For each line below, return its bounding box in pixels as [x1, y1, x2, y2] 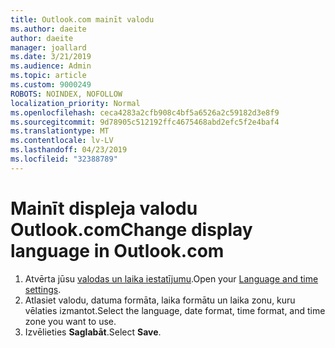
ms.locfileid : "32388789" [10, 154, 118, 164]
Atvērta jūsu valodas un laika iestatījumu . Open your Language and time [24, 272, 319, 285]
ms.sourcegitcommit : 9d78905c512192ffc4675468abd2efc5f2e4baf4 [10, 117, 280, 127]
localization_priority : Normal [10, 98, 141, 108]
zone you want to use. [24, 315, 117, 327]
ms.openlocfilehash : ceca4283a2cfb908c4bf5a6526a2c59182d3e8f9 [10, 107, 280, 118]
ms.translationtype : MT [10, 126, 110, 136]
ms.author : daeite [10, 24, 87, 34]
